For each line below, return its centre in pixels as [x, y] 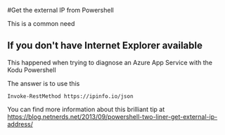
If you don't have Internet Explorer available [105, 46]
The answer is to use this [44, 83]
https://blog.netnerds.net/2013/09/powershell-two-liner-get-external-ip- [112, 116]
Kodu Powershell [32, 70]
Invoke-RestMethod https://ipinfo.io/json [70, 96]
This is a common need [41, 23]
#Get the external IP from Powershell [60, 10]
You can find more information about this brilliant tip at [86, 109]
